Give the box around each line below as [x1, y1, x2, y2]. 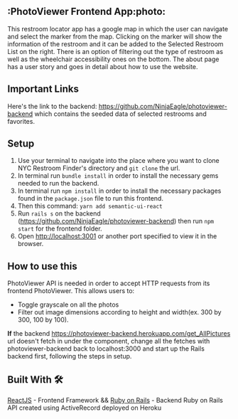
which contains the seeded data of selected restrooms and [34, 110, 207, 118]
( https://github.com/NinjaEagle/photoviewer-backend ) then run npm [17, 217, 215, 226]
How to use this [7, 260, 78, 272]
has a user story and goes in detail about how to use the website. [7, 62, 198, 70]
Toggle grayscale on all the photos [17, 300, 119, 309]
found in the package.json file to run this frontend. [17, 194, 163, 203]
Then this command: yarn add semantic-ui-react [17, 202, 163, 211]
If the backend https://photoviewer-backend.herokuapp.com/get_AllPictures [7, 329, 231, 338]
